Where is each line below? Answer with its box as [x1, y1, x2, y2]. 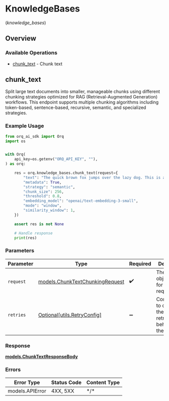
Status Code [51, 379, 82, 386]
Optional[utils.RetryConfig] [38, 311, 102, 318]
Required [129, 260, 152, 267]
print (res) [14, 235, 37, 240]
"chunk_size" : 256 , [23, 189, 64, 194]
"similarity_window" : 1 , [23, 208, 75, 213]
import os [5, 139, 26, 144]
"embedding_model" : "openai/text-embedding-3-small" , [23, 198, 138, 204]
